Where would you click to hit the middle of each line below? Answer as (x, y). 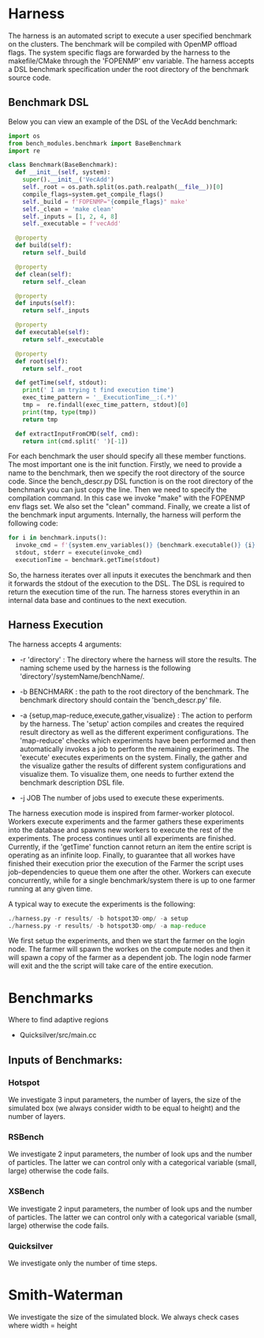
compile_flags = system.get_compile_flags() (93, 194)
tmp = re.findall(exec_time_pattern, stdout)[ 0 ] (106, 405)
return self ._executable (63, 339)
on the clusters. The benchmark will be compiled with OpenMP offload (123, 43)
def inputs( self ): (46, 303)
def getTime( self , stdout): (61, 383)
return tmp (40, 420)
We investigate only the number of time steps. (83, 1263)
